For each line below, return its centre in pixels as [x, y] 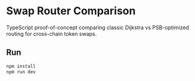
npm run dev [21, 72]
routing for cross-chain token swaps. [52, 33]
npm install [21, 66]
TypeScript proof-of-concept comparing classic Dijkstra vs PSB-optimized [98, 27]
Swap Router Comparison [71, 11]
